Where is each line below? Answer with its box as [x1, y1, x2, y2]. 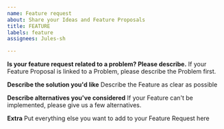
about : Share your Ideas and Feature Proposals [7, 16, 146, 23]
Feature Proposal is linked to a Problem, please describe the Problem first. [7, 68, 216, 76]
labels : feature [7, 29, 53, 36]
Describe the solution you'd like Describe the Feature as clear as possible [7, 81, 218, 89]
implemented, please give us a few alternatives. [7, 101, 142, 109]
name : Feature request [7, 10, 72, 17]
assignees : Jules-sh [7, 35, 66, 42]
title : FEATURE [7, 23, 51, 29]
